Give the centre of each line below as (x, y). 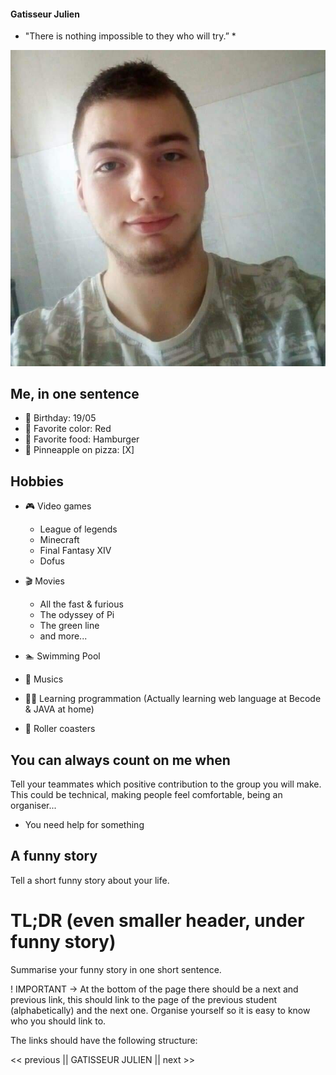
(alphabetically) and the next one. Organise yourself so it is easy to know (160, 1010)
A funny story (54, 856)
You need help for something (84, 825)
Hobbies (37, 481)
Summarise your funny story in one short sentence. (116, 969)
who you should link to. (58, 1021)
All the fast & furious (81, 604)
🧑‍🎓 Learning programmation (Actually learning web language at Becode (173, 699)
